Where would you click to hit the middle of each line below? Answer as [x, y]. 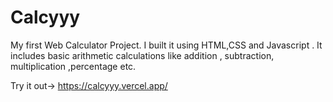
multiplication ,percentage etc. [73, 66]
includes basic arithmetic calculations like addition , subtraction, [142, 55]
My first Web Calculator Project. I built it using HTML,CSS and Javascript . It [166, 45]
